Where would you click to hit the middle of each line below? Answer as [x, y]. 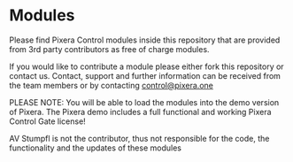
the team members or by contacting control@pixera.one [112, 85]
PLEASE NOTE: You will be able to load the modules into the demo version [144, 102]
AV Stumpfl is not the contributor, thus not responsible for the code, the [139, 138]
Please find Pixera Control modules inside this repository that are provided [145, 40]
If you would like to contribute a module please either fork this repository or [147, 66]
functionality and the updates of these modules [95, 148]
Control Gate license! [47, 121]
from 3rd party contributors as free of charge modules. [109, 49]
